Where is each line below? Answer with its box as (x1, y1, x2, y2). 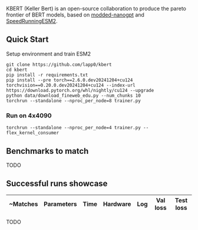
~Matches (9, 200, 38, 208)
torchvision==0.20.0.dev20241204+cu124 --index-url (6, 82, 136, 88)
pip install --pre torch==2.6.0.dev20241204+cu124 (6, 77, 133, 83)
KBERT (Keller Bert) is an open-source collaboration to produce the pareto (6, 5, 187, 12)
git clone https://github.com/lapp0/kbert (6, 61, 112, 67)
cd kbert (6, 67, 28, 73)
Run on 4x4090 (6, 111, 52, 120)
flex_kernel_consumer (6, 130, 60, 136)
